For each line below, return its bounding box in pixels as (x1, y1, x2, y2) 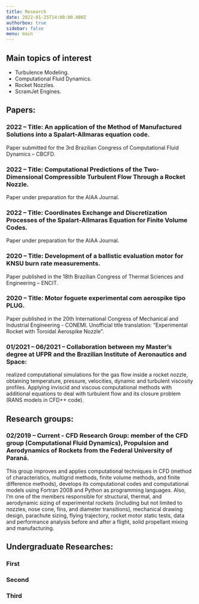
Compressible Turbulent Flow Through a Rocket (44, 172, 186, 181)
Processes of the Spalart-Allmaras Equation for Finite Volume (6, 216, 188, 224)
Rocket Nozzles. (14, 81, 55, 88)
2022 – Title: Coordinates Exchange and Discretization (6, 208, 167, 216)
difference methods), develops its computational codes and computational (6, 480, 189, 487)
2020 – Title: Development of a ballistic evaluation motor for (6, 252, 184, 260)
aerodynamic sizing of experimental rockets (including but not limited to (6, 499, 183, 506)
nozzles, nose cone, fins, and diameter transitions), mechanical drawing (6, 505, 183, 513)
